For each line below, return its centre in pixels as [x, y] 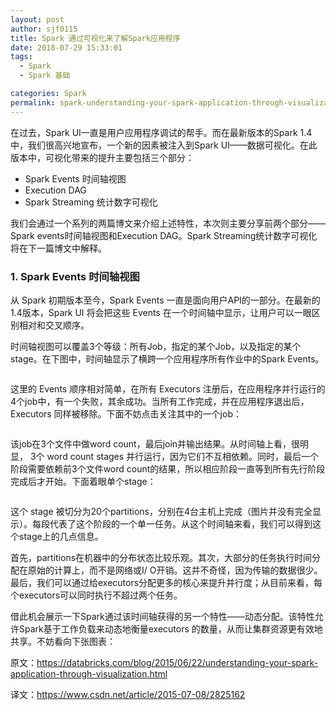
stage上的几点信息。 [61, 536]
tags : [21, 57]
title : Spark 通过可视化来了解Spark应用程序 [95, 38]
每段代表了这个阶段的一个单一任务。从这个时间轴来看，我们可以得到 [172, 523]
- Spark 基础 [45, 76]
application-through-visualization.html [89, 673]
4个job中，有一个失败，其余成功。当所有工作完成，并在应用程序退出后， [160, 401]
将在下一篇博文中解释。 [58, 248]
